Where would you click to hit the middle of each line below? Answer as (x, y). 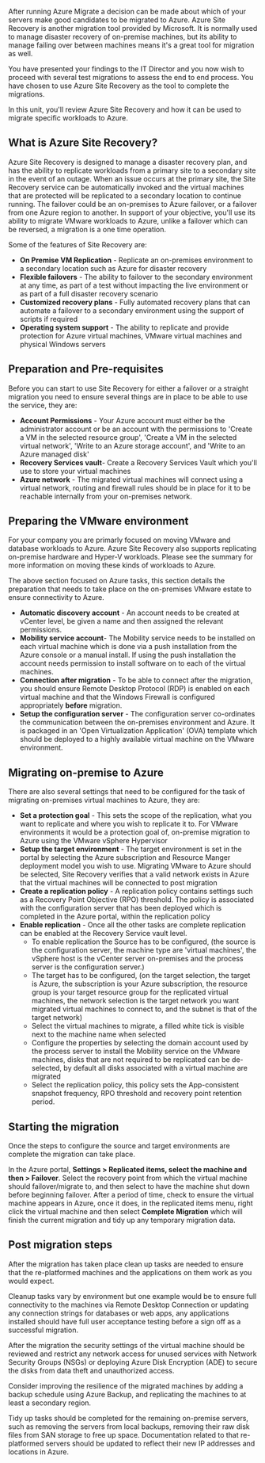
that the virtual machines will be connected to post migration (118, 883)
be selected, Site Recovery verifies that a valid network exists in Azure (134, 874)
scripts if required (49, 319)
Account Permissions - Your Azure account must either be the (122, 420)
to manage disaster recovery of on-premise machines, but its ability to (123, 36)
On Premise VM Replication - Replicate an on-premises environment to (136, 260)
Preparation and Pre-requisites (86, 369)
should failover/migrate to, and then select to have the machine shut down (129, 1186)
